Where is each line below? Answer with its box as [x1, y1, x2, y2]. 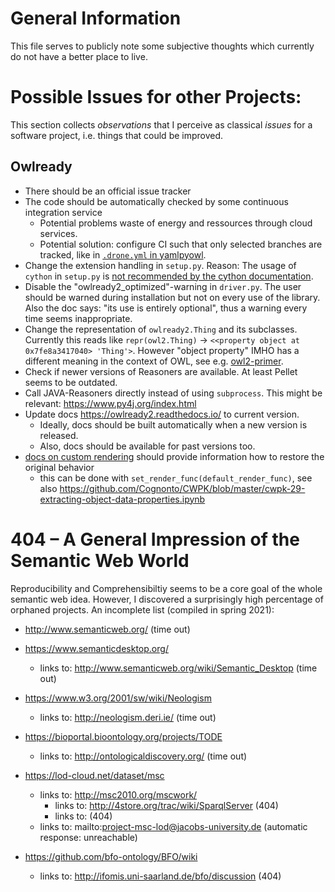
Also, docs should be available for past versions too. [39, 440, 256, 452]
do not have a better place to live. [10, 50, 148, 62]
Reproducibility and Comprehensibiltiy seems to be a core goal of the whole [10, 582, 323, 594]
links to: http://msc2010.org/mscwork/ [39, 788, 198, 801]
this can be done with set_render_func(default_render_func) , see [39, 472, 313, 484]
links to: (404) [54, 810, 113, 822]
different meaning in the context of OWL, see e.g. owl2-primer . [24, 355, 284, 367]
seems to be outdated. [24, 376, 118, 388]
